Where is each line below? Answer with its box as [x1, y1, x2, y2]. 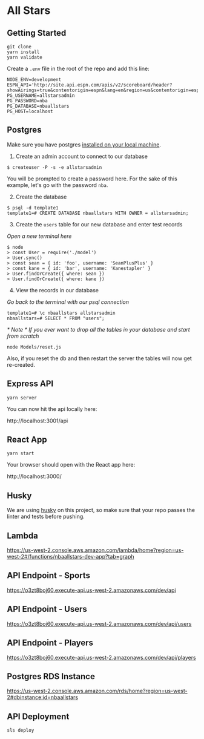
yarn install [7, 49, 40, 55]
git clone [7, 44, 32, 50]
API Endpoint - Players [7, 638, 93, 648]
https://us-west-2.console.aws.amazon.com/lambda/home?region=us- [7, 547, 184, 554]
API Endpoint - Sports [7, 570, 90, 581]
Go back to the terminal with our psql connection [7, 298, 130, 306]
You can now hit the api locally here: [7, 405, 97, 412]
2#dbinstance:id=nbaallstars [7, 694, 78, 701]
